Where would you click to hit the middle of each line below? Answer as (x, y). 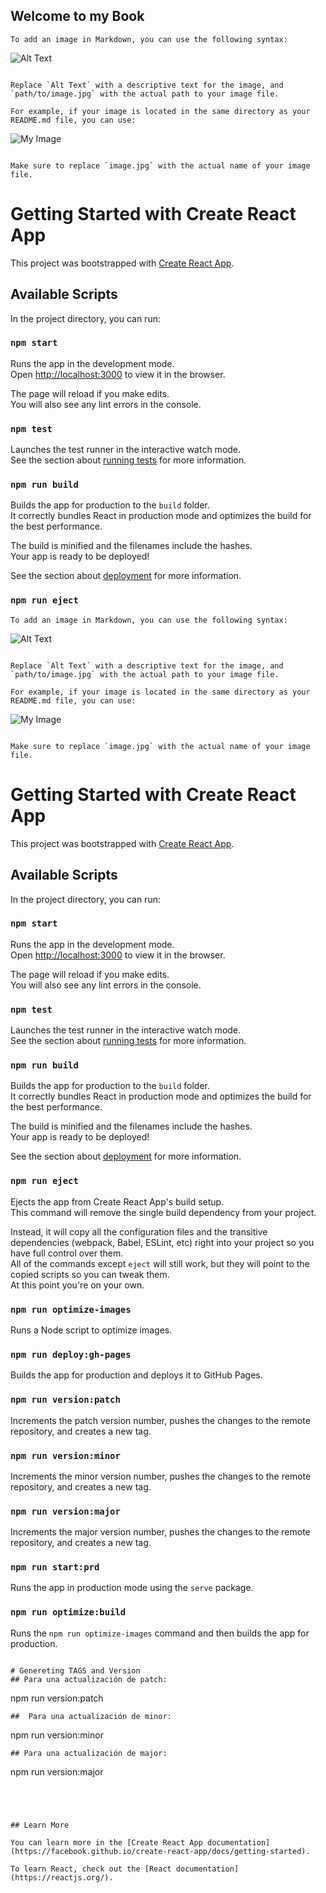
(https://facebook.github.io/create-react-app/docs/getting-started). (160, 1851)
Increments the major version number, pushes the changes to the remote (160, 1532)
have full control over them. (67, 1253)
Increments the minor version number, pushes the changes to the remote (161, 1476)
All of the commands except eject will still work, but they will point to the (160, 1263)
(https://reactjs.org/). (62, 1877)
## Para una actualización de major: (89, 1753)
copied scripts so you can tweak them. (90, 1274)
